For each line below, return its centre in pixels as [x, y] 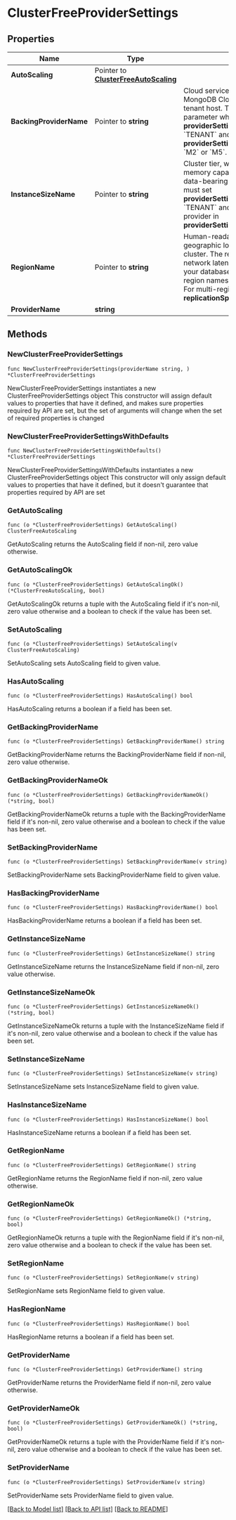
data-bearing [206, 181]
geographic [203, 245]
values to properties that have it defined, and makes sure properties [105, 403]
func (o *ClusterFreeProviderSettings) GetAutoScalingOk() [96, 585]
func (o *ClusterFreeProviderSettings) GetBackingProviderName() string [116, 742]
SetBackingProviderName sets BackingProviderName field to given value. [114, 875]
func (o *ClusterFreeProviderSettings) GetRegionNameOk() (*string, [110, 1219]
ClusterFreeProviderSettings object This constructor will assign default [110, 396]
